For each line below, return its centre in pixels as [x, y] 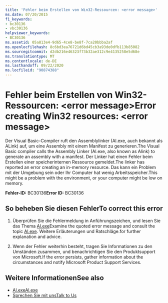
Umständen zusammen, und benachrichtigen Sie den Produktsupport [84, 251]
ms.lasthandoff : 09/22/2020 [34, 65]
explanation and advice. [37, 236]
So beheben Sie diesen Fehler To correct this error [84, 209]
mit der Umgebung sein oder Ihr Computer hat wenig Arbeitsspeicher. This [81, 172]
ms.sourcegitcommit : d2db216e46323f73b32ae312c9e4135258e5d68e [72, 51]
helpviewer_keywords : [28, 33]
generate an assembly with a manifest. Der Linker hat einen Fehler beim [79, 156]
